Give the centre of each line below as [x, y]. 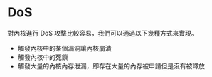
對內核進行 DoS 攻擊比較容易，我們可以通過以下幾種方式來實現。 [102, 33]
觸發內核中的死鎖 [43, 57]
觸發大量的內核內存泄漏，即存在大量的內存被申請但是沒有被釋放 [111, 66]
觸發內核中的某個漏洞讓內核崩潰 [64, 48]
